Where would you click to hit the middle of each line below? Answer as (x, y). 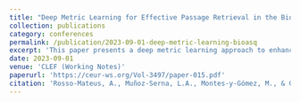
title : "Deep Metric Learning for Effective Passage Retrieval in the (143, 17)
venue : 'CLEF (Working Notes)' (67, 67)
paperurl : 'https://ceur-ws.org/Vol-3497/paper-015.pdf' (117, 75)
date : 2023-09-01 (42, 59)
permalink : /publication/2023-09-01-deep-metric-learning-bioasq (133, 42)
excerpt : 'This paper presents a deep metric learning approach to (137, 51)
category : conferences (51, 34)
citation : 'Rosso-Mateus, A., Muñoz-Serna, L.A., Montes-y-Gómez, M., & (147, 83)
